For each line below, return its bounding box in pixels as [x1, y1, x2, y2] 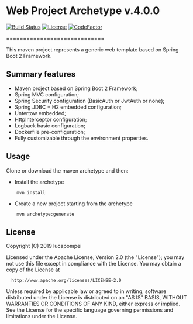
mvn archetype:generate [16, 211, 75, 217]
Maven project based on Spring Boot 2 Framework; [14, 85, 138, 92]
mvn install [16, 189, 46, 195]
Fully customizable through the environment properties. [14, 135, 149, 142]
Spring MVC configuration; [14, 91, 80, 98]
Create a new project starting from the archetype [14, 200, 133, 207]
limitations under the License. [6, 313, 77, 320]
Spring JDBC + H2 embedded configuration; [14, 104, 122, 111]
